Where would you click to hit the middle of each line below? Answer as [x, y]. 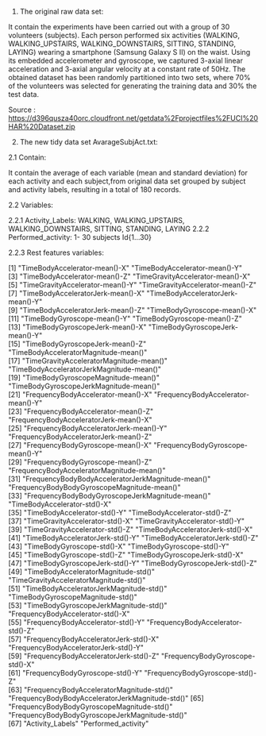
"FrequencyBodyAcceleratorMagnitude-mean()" [87, 470]
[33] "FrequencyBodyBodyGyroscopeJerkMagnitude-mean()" [110, 496]
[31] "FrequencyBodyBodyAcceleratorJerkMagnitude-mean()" [110, 479]
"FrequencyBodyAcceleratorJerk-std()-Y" [76, 647]
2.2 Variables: [31, 205]
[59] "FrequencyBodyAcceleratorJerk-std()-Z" [84, 656]
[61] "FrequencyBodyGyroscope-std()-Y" [75, 673]
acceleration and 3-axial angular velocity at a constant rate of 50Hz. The [127, 69]
